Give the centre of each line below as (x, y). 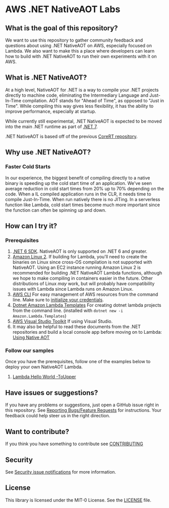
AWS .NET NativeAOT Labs (63, 9)
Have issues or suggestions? (52, 393)
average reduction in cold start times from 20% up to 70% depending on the (85, 188)
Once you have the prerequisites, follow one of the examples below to (78, 362)
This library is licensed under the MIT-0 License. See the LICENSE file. (78, 500)
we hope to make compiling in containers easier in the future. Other (82, 278)
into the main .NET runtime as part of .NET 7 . (51, 126)
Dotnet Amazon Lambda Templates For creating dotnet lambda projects (87, 305)
